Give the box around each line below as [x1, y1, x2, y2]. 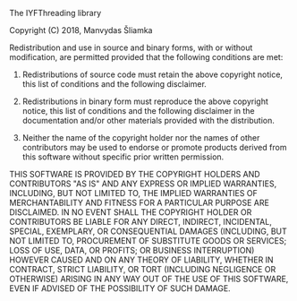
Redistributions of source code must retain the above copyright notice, [21, 69, 284, 80]
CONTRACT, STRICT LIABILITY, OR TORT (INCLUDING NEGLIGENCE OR [9, 264, 276, 274]
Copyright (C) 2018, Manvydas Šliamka [9, 25, 153, 35]
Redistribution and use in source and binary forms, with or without [9, 42, 253, 53]
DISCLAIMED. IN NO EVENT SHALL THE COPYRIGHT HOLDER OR [9, 207, 252, 218]
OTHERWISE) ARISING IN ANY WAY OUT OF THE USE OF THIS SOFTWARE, [9, 273, 289, 284]
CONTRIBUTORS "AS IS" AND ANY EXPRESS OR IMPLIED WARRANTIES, [9, 178, 277, 189]
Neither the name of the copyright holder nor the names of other [21, 133, 260, 142]
